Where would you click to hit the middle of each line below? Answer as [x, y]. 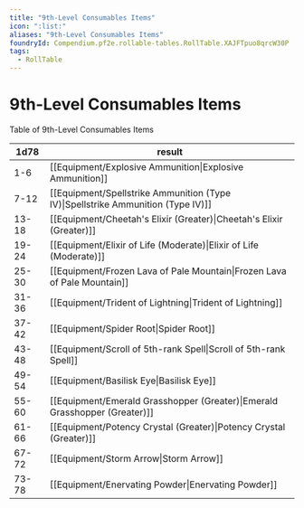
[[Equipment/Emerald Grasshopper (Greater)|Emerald [164, 400]
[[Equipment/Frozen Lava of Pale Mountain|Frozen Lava [168, 270]
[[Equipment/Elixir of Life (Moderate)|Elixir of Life [154, 245]
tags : [19, 52]
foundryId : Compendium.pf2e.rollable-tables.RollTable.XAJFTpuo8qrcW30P [149, 43]
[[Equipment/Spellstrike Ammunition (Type [140, 193]
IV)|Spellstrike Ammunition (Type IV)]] [131, 204]
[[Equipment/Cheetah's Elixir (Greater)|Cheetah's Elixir [166, 219]
